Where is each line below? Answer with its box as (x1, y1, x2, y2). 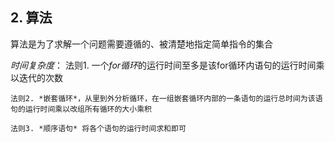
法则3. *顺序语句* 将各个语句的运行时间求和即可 (10, 123, 187, 133)
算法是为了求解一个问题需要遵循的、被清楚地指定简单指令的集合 (10, 38, 273, 50)
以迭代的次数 (10, 71, 63, 83)
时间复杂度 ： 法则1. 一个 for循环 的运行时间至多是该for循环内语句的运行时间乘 (10, 59, 325, 71)
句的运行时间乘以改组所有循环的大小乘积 (10, 104, 152, 114)
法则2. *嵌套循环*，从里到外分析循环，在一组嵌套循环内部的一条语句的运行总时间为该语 (10, 93, 323, 103)
